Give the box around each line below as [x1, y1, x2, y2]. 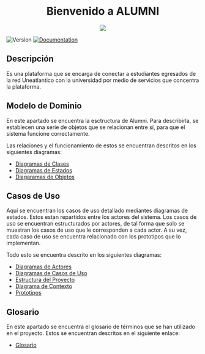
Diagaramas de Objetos [15, 173, 75, 180]
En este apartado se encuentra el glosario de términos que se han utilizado [6, 323, 196, 331]
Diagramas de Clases [15, 160, 69, 168]
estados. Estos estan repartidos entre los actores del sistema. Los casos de [6, 213, 197, 221]
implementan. [6, 240, 41, 247]
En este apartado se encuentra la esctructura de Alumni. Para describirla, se [6, 117, 199, 124]
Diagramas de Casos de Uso [15, 270, 88, 277]
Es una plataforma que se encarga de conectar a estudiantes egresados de [6, 70, 196, 77]
